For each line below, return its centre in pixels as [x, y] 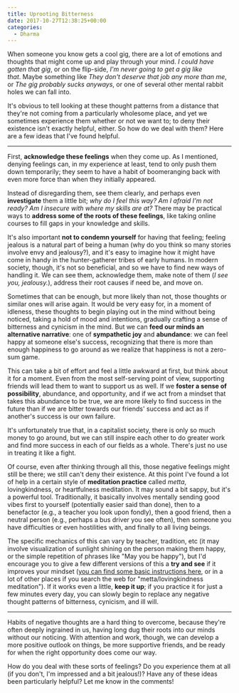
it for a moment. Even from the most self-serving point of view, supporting [116, 379]
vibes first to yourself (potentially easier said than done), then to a [104, 505]
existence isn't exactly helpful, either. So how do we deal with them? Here [116, 128]
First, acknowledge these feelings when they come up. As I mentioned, [113, 157]
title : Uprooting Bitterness [51, 14]
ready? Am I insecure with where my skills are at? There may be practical [115, 208]
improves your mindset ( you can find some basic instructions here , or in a [115, 572]
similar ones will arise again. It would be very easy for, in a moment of [110, 304]
